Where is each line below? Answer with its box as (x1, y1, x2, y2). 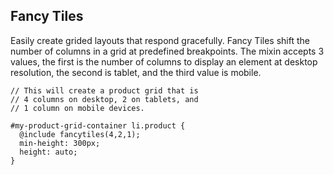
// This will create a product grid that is (10, 85, 199, 96)
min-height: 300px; (19, 138, 101, 148)
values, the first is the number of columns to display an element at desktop (10, 55, 318, 68)
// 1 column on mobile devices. (10, 103, 145, 113)
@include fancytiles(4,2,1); (19, 129, 141, 139)
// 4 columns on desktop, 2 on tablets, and (10, 94, 199, 104)
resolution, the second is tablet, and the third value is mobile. (10, 66, 262, 78)
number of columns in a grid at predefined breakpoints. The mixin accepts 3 (10, 45, 325, 57)
